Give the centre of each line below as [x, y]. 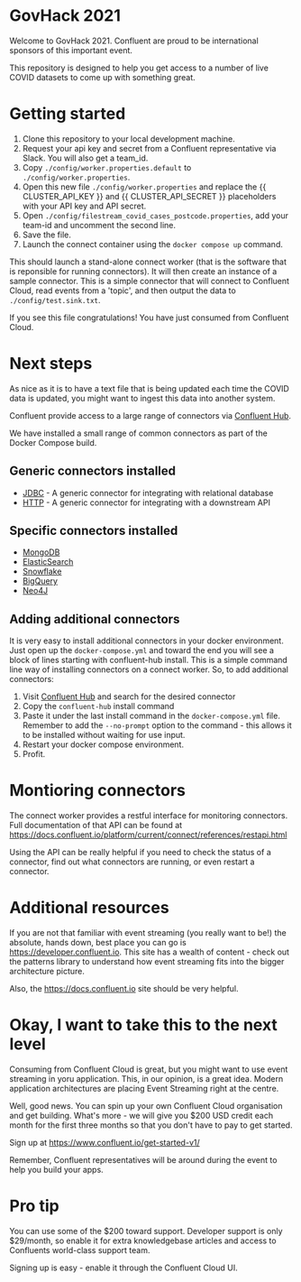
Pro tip [35, 1206]
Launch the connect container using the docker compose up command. [153, 244]
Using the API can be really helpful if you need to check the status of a [141, 853]
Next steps [51, 364]
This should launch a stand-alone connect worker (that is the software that [148, 262]
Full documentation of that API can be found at [96, 825]
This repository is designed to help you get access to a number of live [139, 68]
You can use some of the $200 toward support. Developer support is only [146, 1231]
